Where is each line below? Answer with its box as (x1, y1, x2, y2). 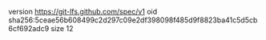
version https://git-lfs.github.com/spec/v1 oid (8, 7, 158, 16)
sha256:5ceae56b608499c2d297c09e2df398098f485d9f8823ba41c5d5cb (8, 15, 258, 25)
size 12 (50, 24, 74, 33)
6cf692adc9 (8, 24, 50, 33)
